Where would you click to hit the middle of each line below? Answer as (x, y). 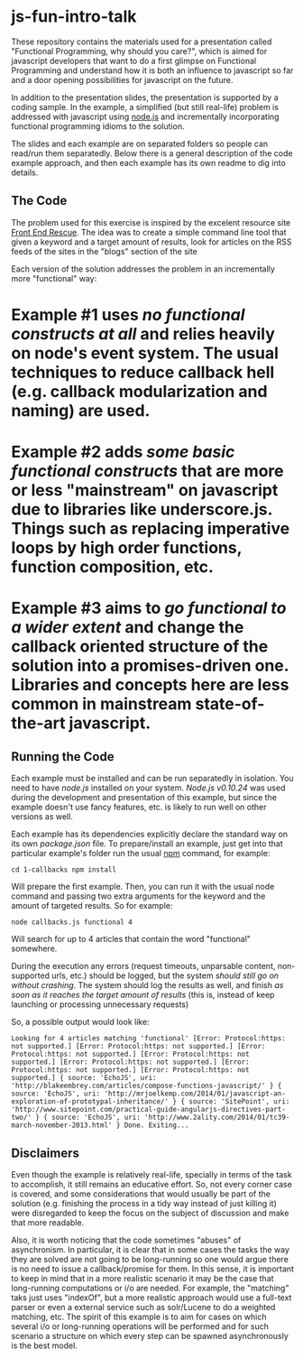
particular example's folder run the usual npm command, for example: (141, 854)
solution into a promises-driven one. (150, 666)
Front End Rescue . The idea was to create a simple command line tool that (149, 232)
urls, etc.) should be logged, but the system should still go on (165, 975)
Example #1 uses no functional (128, 314)
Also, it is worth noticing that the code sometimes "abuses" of (126, 1240)
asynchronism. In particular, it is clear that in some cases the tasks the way (151, 1249)
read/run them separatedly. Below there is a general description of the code (152, 153)
